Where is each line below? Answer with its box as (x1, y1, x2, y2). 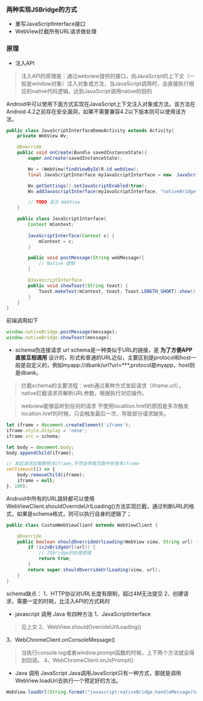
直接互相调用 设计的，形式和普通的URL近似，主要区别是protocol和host (14, 354, 192, 361)
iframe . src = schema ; (6, 433, 61, 439)
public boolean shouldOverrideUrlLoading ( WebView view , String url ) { (17, 539, 199, 545)
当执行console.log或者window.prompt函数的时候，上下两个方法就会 (21, 649, 189, 656)
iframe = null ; (17, 478, 56, 484)
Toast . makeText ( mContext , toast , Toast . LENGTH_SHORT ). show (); (38, 288, 199, 294)
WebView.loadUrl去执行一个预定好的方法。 (14, 677, 121, 684)
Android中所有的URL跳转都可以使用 (6, 495, 95, 502)
